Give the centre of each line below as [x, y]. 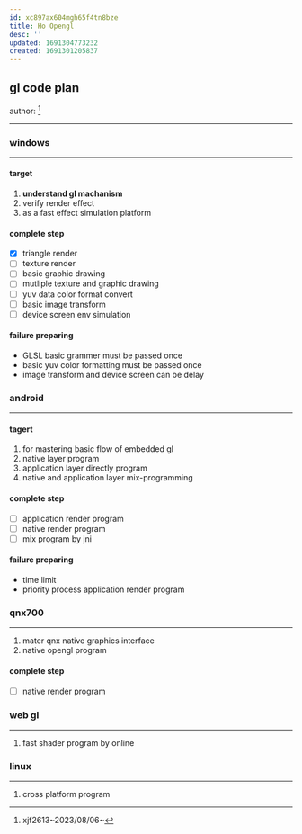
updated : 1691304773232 [54, 43]
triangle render [50, 254]
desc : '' [26, 34]
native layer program [61, 459]
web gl [24, 714]
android [27, 398]
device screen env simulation [76, 314]
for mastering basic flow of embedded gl [98, 449]
